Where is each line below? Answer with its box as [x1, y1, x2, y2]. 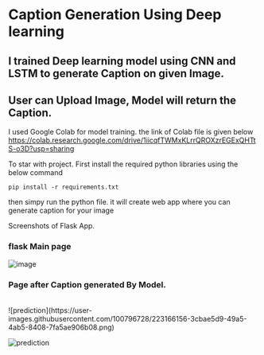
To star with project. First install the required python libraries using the [8, 159, 239, 169]
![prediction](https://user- [8, 305, 93, 315]
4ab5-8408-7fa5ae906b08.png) [8, 322, 115, 332]
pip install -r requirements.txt [8, 183, 119, 192]
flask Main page [8, 241, 72, 252]
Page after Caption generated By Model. [8, 279, 167, 290]
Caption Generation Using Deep [8, 6, 222, 24]
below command [8, 168, 64, 177]
